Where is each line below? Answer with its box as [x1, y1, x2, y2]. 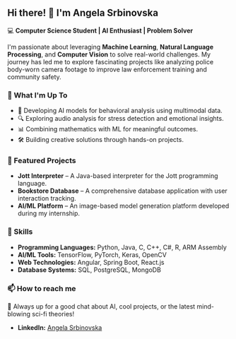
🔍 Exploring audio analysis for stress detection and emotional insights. [17, 114, 224, 123]
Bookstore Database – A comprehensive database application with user [17, 186, 228, 195]
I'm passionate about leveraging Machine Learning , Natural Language [7, 42, 214, 51]
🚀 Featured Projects [7, 156, 76, 166]
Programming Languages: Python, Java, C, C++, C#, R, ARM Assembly [17, 243, 228, 251]
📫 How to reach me [7, 283, 76, 293]
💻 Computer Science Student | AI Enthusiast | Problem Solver [7, 26, 193, 35]
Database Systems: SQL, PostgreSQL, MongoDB [17, 266, 161, 274]
